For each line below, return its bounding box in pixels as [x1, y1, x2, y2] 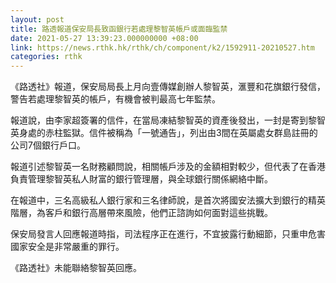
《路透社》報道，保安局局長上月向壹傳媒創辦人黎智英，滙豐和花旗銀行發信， [10, 81, 326, 93]
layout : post [10, 14, 65, 25]
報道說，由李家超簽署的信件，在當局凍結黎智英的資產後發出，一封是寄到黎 [10, 114, 317, 126]
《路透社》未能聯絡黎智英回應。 [10, 262, 142, 274]
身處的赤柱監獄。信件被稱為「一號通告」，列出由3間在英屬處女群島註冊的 [18, 127, 318, 139]
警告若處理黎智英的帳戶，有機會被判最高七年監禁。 [10, 93, 221, 105]
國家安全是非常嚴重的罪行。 [10, 241, 125, 253]
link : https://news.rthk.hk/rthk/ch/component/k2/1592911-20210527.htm [10, 42, 315, 53]
